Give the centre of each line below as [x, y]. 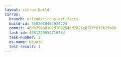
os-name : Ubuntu [26, 42]
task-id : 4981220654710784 [37, 33]
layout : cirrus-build [27, 10]
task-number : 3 [25, 38]
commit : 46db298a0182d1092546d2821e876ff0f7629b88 [63, 28]
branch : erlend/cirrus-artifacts [44, 19]
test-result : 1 [25, 47]
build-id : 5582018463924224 [38, 24]
